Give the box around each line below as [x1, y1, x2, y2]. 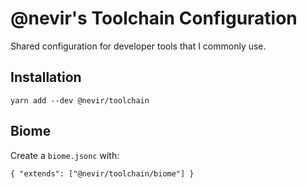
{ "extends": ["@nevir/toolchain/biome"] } [10, 168, 195, 179]
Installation [10, 69, 82, 86]
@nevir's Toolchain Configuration [10, 7, 298, 30]
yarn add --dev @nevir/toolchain [10, 95, 150, 106]
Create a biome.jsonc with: [10, 149, 120, 161]
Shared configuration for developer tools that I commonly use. [10, 40, 267, 52]
